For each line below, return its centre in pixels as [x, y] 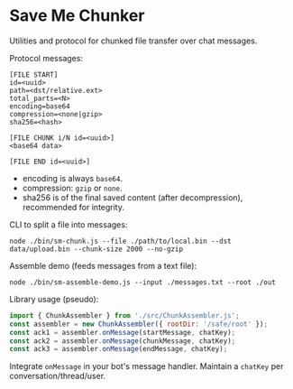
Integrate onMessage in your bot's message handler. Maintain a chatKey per [146, 366]
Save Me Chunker [77, 16]
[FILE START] [34, 74]
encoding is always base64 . [73, 178]
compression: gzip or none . [72, 188]
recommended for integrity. [73, 207]
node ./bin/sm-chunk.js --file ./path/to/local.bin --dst [120, 241]
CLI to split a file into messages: [69, 224]
